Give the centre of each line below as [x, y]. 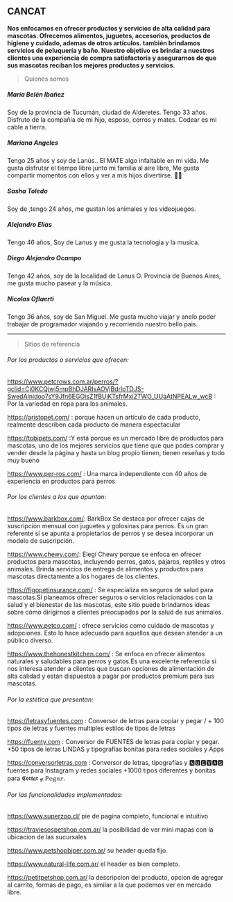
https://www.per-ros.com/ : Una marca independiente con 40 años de [107, 473]
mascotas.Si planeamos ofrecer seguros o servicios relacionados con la [110, 597]
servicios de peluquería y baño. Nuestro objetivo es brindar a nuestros [111, 50]
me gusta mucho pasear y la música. [60, 283]
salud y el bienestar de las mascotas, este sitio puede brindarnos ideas [109, 605]
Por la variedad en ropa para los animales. [67, 404]
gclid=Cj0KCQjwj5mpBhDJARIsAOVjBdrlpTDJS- [76, 388]
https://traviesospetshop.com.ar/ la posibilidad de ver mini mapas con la [110, 830]
